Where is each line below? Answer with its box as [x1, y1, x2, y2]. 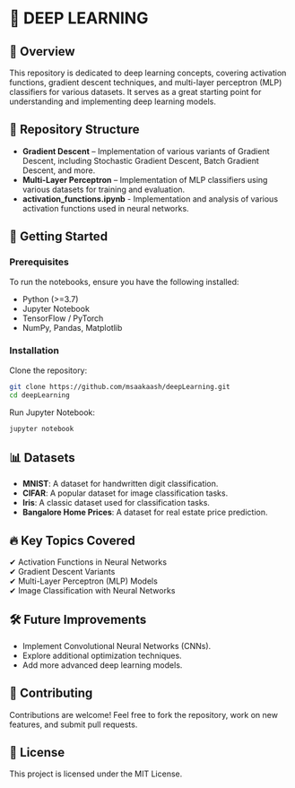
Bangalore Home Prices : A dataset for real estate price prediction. [22, 507, 268, 518]
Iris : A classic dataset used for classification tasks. [22, 498, 211, 508]
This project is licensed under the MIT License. [9, 768, 183, 779]
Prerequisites [9, 255, 69, 268]
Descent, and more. [22, 165, 96, 176]
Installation [9, 344, 60, 357]
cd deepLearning [9, 390, 70, 400]
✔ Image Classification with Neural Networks [9, 585, 176, 596]
